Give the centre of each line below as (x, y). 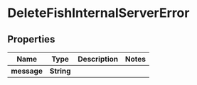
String (60, 71)
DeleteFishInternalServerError (98, 13)
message (27, 71)
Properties (31, 39)
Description (98, 59)
